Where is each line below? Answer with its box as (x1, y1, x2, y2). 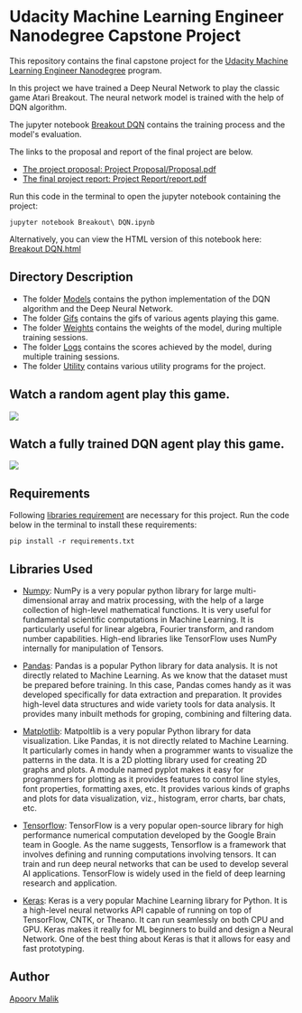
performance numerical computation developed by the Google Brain (22, 830, 277, 841)
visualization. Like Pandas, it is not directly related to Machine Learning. (22, 736, 289, 746)
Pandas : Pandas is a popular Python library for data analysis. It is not (22, 661, 278, 671)
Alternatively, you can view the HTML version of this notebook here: (9, 233, 262, 245)
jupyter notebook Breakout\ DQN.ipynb (9, 218, 155, 227)
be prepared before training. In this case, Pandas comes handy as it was (22, 680, 291, 690)
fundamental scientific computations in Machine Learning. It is (22, 614, 254, 625)
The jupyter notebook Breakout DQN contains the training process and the (9, 119, 286, 130)
